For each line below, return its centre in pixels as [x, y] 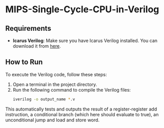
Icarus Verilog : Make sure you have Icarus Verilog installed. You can [85, 40]
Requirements [28, 28]
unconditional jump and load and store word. [53, 120]
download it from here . [37, 46]
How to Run [24, 62]
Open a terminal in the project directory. [55, 84]
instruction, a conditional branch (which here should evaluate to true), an [82, 114]
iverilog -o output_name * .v [44, 99]
